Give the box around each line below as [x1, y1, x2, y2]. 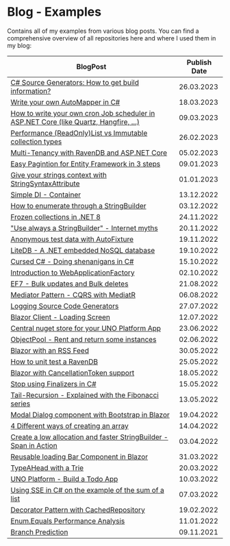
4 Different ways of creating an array [10, 421, 129, 430]
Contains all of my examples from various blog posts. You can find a [7, 27, 200, 35]
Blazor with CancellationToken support [10, 368, 135, 377]
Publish [186, 58, 212, 67]
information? [10, 86, 51, 96]
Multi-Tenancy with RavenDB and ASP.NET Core [10, 148, 168, 158]
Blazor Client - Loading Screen [10, 312, 111, 322]
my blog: [7, 41, 32, 49]
